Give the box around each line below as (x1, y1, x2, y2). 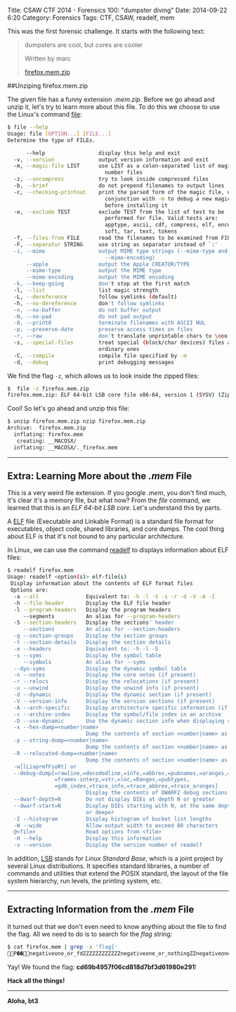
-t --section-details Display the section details (13, 639, 171, 646)
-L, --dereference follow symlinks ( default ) (13, 293, 178, 300)
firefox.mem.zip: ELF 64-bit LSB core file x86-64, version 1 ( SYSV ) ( (7, 392, 221, 399)
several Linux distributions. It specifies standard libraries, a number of (7, 862, 209, 871)
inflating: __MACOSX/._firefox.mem (13, 444, 118, 451)
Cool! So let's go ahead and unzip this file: (7, 404, 130, 413)
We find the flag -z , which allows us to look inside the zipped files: (7, 371, 199, 380)
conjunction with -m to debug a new (104, 195, 212, 203)
